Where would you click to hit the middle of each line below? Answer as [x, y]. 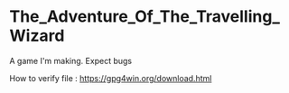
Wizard [37, 36]
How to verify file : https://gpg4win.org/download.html [111, 78]
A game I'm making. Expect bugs [71, 60]
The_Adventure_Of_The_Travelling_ [144, 17]
